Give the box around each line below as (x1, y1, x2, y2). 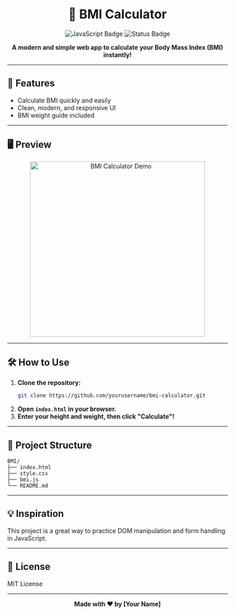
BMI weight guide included (17, 111, 95, 119)
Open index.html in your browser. (17, 405, 117, 413)
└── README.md (7, 482, 49, 489)
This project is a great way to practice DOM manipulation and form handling (7, 526, 226, 535)
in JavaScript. (7, 534, 47, 542)
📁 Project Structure (7, 439, 92, 451)
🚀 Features (7, 77, 55, 90)
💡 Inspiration (7, 508, 64, 520)
